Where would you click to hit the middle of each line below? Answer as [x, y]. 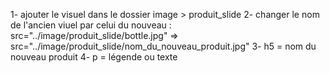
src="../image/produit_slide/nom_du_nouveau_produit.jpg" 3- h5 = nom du [163, 46]
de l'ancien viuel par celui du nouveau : [91, 25]
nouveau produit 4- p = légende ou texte [94, 57]
